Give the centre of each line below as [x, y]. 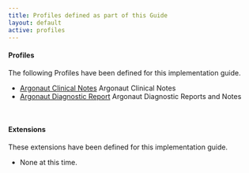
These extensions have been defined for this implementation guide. [118, 147]
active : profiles [37, 30]
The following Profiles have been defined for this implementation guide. [124, 72]
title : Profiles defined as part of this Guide [88, 15]
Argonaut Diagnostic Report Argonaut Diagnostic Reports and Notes [130, 96]
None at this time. [48, 162]
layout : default [35, 23]
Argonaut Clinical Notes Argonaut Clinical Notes [98, 88]
